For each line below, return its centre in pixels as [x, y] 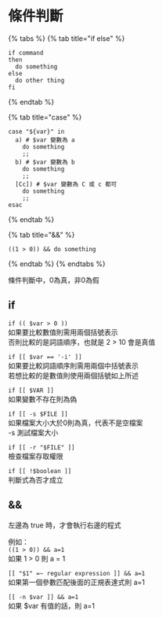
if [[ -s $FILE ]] [38, 414]
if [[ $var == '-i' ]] [45, 357]
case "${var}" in [36, 131]
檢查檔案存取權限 [36, 456]
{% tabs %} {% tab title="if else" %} [67, 38]
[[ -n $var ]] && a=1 [43, 597]
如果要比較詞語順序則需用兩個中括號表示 [73, 365]
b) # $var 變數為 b [45, 162]
